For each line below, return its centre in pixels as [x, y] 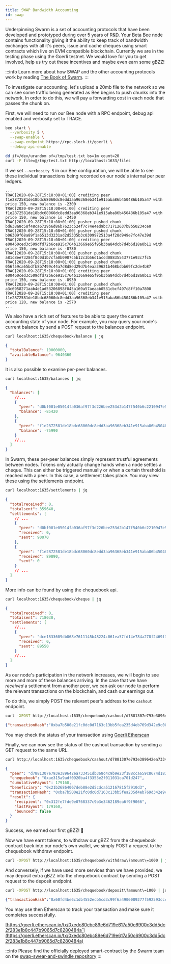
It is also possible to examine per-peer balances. [56, 369]
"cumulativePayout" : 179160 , [41, 783]
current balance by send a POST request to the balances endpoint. [75, 327]
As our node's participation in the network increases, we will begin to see [82, 675]
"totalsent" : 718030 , [33, 618]
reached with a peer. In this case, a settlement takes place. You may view [82, 476]
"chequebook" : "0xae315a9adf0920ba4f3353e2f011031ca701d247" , [77, 778]
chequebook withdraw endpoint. [39, 851]
